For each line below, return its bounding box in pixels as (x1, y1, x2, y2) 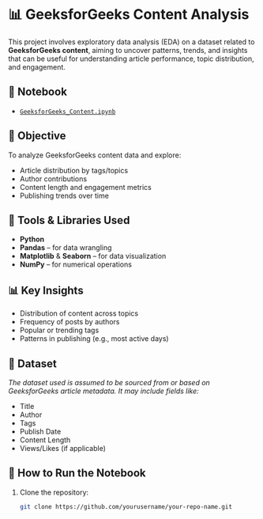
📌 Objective (8, 129, 66, 142)
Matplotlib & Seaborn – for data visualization (19, 252, 167, 261)
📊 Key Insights (8, 283, 85, 297)
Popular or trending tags (19, 325, 100, 335)
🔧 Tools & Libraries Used (8, 214, 130, 227)
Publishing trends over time (19, 191, 109, 200)
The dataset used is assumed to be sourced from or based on (8, 378, 211, 387)
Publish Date (19, 427, 62, 436)
